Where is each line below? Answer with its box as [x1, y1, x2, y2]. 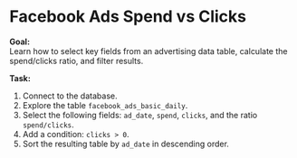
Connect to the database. [22, 90, 118, 101]
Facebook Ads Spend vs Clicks [9, 6, 247, 27]
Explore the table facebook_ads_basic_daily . [22, 99, 188, 110]
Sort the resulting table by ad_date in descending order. [22, 138, 229, 149]
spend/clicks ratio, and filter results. [9, 55, 144, 66]
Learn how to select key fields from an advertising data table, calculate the [9, 45, 288, 56]
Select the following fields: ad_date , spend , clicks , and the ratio [22, 109, 258, 120]
